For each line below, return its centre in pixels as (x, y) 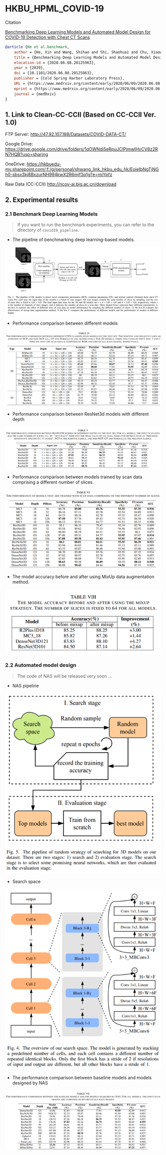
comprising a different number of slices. (53, 482)
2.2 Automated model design (41, 665)
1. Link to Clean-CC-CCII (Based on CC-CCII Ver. (81, 115)
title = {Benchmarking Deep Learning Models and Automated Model (83, 58)
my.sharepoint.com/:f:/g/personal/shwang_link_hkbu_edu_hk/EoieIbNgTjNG (82, 170)
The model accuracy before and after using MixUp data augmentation (83, 577)
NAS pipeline (25, 686)
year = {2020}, (30, 68)
